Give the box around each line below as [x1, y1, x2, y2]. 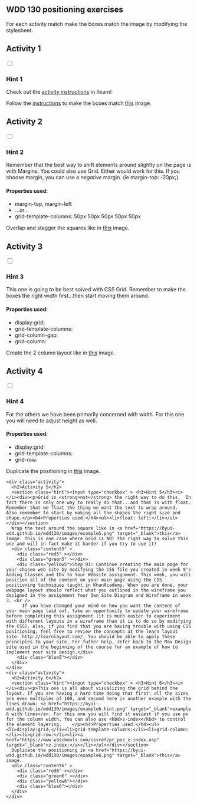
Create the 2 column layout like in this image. [6, 349, 116, 356]
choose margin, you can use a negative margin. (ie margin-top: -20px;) [6, 174, 179, 181]
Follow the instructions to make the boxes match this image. [6, 100, 152, 107]
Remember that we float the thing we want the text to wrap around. [6, 504, 178, 511]
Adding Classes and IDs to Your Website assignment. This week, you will [6, 571, 192, 577]
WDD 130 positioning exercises [6, 5, 124, 15]
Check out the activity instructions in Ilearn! [6, 88, 112, 95]
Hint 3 [6, 272, 24, 281]
